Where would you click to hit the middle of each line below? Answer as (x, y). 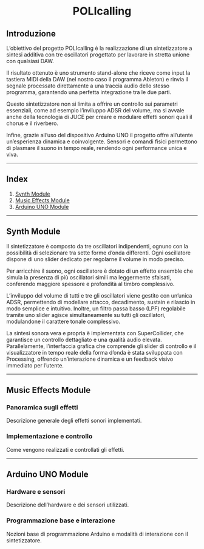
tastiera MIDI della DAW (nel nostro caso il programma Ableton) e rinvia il (97, 79)
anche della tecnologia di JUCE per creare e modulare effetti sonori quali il (99, 117)
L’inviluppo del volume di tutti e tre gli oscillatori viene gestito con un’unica (99, 295)
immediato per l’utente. (35, 365)
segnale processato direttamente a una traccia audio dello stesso (88, 86)
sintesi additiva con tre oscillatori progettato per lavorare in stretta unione (98, 55)
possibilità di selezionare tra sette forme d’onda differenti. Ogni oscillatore (99, 253)
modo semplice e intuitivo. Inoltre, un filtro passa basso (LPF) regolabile (96, 309)
